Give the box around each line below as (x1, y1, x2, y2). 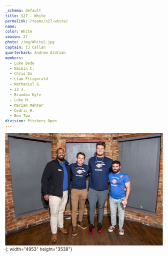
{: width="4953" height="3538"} (5, 246, 72, 252)
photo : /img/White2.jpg (5, 40, 55, 45)
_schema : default (5, 8, 41, 13)
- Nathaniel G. (9, 82, 41, 87)
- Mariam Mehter (9, 103, 43, 108)
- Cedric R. (9, 108, 35, 113)
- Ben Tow (9, 113, 30, 118)
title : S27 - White (5, 13, 46, 18)
